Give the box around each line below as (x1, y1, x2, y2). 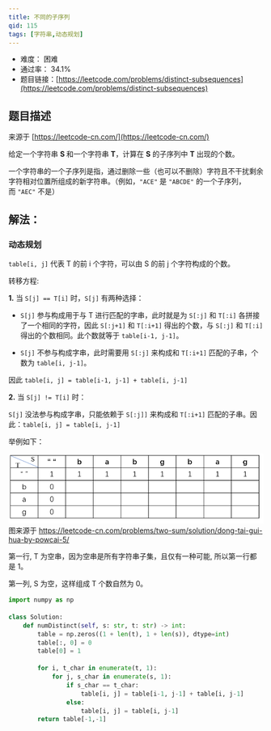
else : (66, 698, 85, 707)
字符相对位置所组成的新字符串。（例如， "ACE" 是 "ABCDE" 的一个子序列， (8, 176, 246, 186)
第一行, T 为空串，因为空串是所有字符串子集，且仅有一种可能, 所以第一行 (8, 551, 250, 561)
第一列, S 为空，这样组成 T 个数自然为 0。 (8, 579, 148, 589)
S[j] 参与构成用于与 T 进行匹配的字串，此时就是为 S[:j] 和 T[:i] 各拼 (19, 310, 253, 319)
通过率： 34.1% (19, 65, 71, 74)
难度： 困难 (19, 54, 58, 64)
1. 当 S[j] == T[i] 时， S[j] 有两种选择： (8, 293, 144, 302)
